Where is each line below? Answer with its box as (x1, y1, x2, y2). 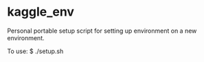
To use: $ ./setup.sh (7, 47, 64, 55)
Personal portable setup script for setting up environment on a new (7, 27, 197, 35)
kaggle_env (7, 4, 74, 20)
